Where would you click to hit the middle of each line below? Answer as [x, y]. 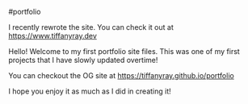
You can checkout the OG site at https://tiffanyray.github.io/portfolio [121, 75]
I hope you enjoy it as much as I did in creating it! [90, 91]
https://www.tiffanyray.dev [53, 36]
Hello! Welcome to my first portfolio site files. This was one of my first [124, 51]
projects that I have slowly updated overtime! [83, 60]
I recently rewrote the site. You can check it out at [91, 27]
